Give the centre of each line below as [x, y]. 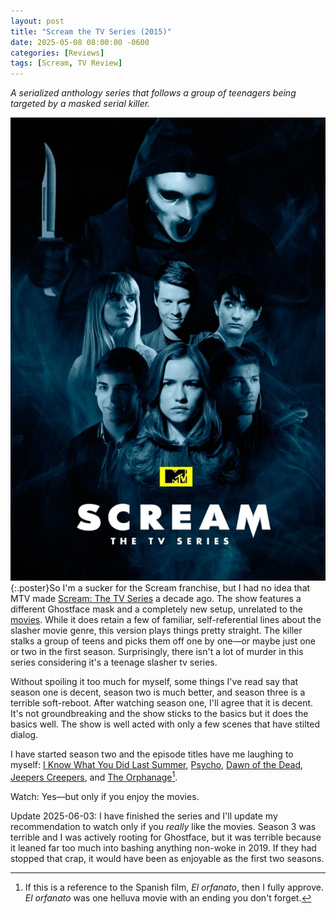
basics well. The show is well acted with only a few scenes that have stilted [165, 724]
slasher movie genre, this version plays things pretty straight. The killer [156, 631]
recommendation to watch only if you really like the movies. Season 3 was [163, 826]
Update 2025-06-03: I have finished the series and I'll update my [144, 816]
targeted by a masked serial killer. [80, 104]
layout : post [37, 21]
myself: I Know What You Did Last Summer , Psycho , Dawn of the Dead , [157, 765]
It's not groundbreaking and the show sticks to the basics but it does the [159, 714]
